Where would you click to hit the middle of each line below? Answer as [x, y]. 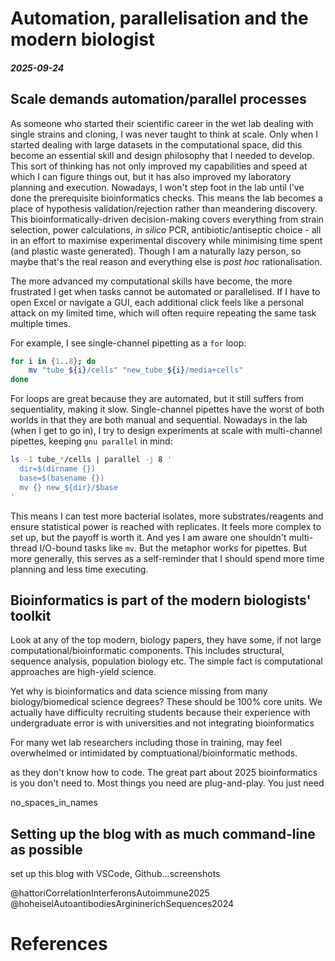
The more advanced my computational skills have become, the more [151, 281]
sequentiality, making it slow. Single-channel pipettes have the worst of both [167, 409]
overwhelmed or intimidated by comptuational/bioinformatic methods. [154, 753]
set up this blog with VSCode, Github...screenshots [115, 874]
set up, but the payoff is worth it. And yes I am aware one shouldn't [148, 537]
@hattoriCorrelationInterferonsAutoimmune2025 [110, 893]
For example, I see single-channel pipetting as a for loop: [128, 343]
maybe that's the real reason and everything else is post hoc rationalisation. [166, 261]
